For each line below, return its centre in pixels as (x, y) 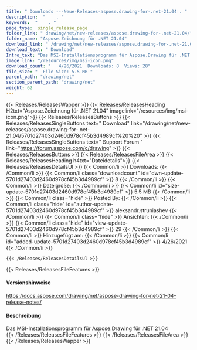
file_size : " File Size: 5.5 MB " (50, 72)
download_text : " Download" (40, 50)
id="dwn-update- (162, 173)
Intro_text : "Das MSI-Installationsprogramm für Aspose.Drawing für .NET (98, 55)
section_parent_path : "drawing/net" (51, 83)
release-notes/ (24, 302)
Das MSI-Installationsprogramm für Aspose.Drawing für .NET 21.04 (87, 328)
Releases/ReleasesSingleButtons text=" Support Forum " (74, 142)
